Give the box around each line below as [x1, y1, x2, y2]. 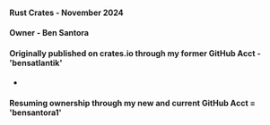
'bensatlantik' [9, 57, 63, 68]
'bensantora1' [9, 107, 62, 118]
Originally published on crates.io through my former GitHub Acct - [9, 47, 262, 58]
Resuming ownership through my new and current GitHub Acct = [9, 97, 256, 108]
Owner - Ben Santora [9, 28, 90, 38]
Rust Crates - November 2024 [9, 7, 124, 18]
